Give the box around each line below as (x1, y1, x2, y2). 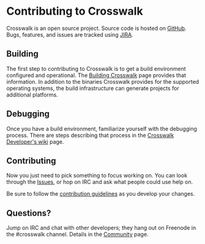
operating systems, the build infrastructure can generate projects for (6, 84, 179, 92)
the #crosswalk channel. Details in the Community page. (6, 231, 149, 238)
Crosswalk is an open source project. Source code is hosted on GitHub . (6, 24, 187, 32)
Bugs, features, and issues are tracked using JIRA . (6, 31, 133, 38)
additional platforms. (6, 91, 58, 98)
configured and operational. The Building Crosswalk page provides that (6, 72, 187, 79)
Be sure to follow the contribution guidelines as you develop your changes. (6, 190, 195, 198)
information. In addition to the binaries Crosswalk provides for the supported (6, 78, 199, 85)
